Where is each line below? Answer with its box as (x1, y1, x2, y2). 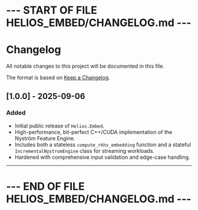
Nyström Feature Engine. (14, 134, 75, 142)
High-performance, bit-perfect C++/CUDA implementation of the (14, 128, 173, 136)
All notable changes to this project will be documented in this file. (6, 63, 165, 70)
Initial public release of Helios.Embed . (14, 122, 105, 129)
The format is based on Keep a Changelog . (6, 74, 110, 81)
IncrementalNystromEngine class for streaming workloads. (14, 147, 155, 154)
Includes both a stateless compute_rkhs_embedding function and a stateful (14, 141, 192, 148)
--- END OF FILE (6, 180, 85, 193)
